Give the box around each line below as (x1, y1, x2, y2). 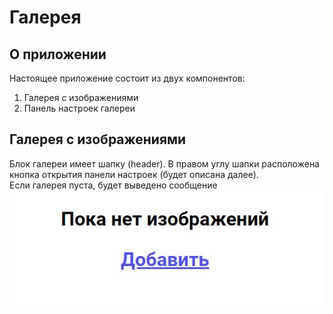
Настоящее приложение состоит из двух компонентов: (9, 72, 246, 84)
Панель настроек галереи (23, 102, 136, 114)
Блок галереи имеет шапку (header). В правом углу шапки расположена (9, 157, 320, 170)
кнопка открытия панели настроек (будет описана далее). (9, 168, 259, 180)
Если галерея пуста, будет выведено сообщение (9, 179, 218, 191)
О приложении (9, 46, 107, 63)
